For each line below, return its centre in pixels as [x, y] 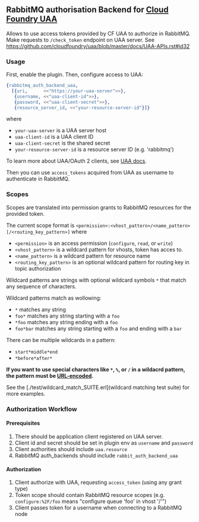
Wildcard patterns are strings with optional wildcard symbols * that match [96, 280]
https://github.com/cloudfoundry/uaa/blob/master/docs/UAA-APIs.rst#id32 [98, 46]
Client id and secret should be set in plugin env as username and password [104, 443]
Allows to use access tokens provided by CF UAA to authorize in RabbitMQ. [98, 33]
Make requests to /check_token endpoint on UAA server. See [80, 40]
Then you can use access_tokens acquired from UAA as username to [90, 173]
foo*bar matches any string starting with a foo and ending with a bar [98, 328]
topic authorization [38, 268]
